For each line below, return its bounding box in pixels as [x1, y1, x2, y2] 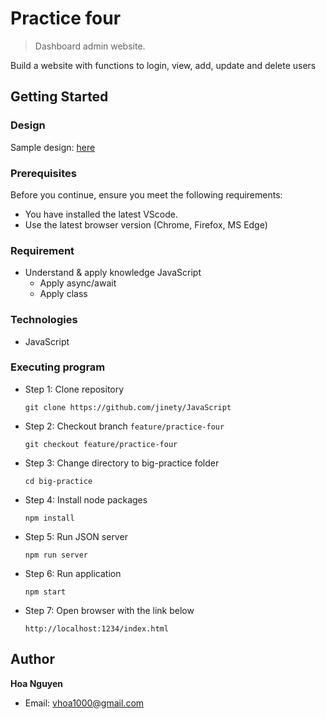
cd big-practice [24, 476, 93, 486]
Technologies [10, 313, 78, 327]
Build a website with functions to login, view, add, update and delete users [10, 59, 317, 71]
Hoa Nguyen [10, 677, 64, 689]
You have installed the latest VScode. [24, 208, 179, 220]
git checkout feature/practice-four [24, 439, 178, 449]
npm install [24, 513, 75, 523]
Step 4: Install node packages [24, 493, 148, 506]
